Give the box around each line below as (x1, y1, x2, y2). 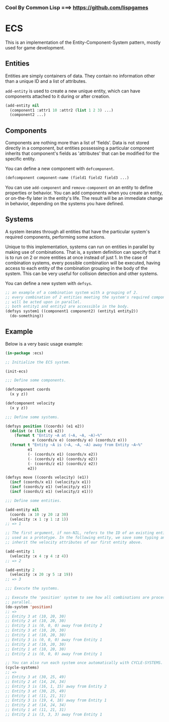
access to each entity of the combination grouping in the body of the (5, 265, 148, 271)
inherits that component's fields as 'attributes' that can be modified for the (5, 150, 159, 156)
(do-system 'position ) (5, 604, 53, 609)
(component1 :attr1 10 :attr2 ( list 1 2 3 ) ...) (10, 107, 114, 113)
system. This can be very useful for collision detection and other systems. (5, 270, 158, 276)
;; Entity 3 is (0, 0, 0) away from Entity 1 (5, 637, 102, 642)
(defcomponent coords (5, 387, 51, 392)
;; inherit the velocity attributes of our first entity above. (5, 540, 143, 545)
